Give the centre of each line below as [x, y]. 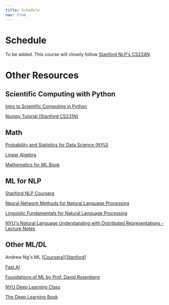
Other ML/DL [26, 245]
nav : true [16, 15]
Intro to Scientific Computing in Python [46, 106]
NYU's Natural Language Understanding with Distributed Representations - [84, 223]
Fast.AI [13, 267]
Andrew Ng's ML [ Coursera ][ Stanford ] [46, 257]
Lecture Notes [20, 228]
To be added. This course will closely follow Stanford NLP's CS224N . [78, 54]
